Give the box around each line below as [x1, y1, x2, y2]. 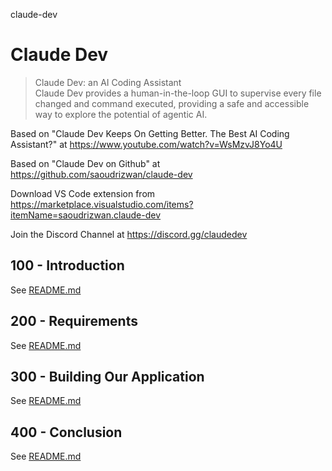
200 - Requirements [10, 313, 138, 330]
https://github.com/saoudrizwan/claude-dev [10, 168, 193, 180]
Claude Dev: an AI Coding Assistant [34, 76, 182, 88]
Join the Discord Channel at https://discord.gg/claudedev [10, 228, 248, 240]
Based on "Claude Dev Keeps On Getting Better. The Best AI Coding [10, 127, 290, 139]
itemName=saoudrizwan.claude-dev [10, 209, 162, 221]
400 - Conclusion [10, 424, 123, 441]
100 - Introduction [10, 257, 125, 274]
